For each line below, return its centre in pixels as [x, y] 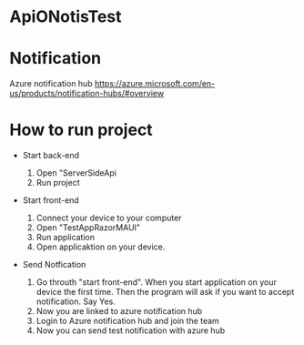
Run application [66, 238]
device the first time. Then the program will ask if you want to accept [165, 292]
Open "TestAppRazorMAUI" [88, 228]
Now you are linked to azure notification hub [119, 311]
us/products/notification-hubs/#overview [87, 94]
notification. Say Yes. [76, 301]
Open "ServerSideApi [76, 173]
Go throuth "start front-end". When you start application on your [157, 282]
